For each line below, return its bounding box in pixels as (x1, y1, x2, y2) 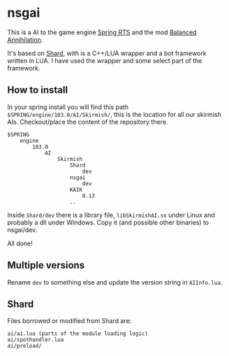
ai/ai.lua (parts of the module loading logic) (7, 330, 149, 337)
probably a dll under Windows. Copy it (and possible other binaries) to (7, 218, 209, 227)
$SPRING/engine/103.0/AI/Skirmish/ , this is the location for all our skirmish (7, 110, 221, 118)
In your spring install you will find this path (7, 103, 129, 111)
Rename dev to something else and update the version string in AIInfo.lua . (7, 278, 223, 286)
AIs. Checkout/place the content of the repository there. (7, 118, 168, 126)
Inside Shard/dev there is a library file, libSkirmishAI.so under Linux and (7, 211, 215, 219)
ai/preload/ (7, 343, 42, 350)
